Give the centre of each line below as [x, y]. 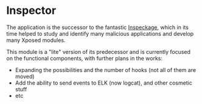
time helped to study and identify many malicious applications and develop [100, 33]
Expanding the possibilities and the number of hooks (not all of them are [106, 70]
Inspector [31, 11]
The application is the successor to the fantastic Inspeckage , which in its [97, 27]
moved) [25, 76]
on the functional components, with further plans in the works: [85, 58]
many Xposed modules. [36, 40]
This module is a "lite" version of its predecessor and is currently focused [98, 51]
